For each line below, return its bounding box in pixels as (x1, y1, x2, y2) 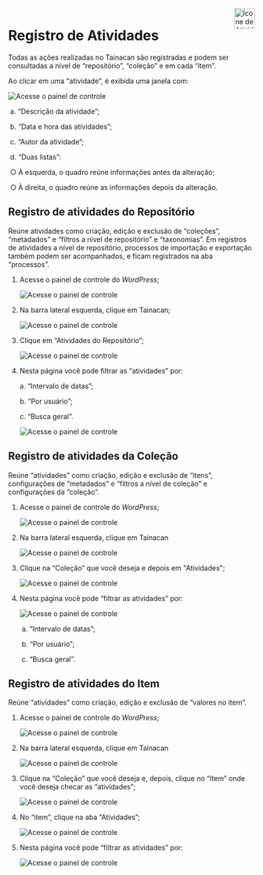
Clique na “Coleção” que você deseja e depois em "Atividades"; (19, 563, 225, 572)
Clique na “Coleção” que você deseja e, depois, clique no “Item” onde (19, 774, 245, 783)
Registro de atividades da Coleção (8, 450, 178, 463)
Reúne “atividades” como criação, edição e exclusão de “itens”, (8, 470, 213, 479)
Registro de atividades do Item (8, 676, 160, 690)
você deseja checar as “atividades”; (19, 782, 135, 792)
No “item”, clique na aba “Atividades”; (19, 812, 141, 822)
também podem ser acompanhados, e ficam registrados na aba (8, 251, 214, 261)
